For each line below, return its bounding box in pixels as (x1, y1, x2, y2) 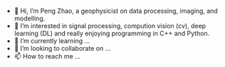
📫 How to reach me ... (14, 52, 80, 60)
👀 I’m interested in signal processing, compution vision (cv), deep (14, 22, 206, 30)
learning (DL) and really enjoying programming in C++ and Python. (14, 29, 210, 37)
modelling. (14, 14, 46, 23)
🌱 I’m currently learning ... (14, 37, 90, 45)
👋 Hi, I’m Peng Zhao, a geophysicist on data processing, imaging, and (14, 7, 219, 15)
